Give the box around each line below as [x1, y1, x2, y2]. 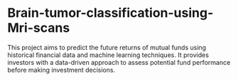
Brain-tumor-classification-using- [7, 5, 214, 21]
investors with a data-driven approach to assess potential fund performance [7, 58, 231, 66]
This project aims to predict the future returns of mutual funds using [7, 43, 207, 51]
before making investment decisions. [7, 66, 116, 74]
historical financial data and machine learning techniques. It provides [7, 51, 210, 59]
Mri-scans [7, 20, 70, 36]
